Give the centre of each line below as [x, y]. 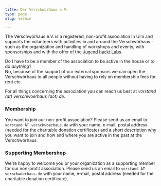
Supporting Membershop [36, 153]
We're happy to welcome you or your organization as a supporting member [80, 163]
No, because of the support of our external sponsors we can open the [75, 72]
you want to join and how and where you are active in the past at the [73, 135]
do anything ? [18, 66]
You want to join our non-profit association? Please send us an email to [76, 120]
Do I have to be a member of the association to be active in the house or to [80, 62]
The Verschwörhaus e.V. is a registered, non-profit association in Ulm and [79, 36]
